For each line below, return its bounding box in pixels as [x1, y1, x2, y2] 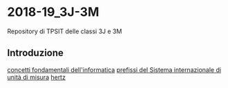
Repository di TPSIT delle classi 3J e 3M [7, 27, 122, 35]
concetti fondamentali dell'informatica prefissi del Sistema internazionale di [7, 65, 222, 73]
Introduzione [7, 47, 64, 59]
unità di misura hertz [7, 73, 66, 81]
